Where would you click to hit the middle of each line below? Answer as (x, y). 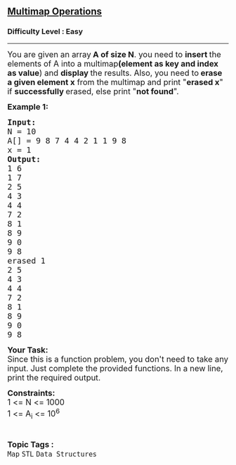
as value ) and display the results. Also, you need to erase (115, 73)
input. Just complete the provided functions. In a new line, (115, 368)
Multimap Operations (55, 12)
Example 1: (28, 107)
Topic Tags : (31, 445)
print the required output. (54, 377)
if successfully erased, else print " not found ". (93, 91)
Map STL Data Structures (52, 455)
